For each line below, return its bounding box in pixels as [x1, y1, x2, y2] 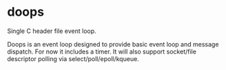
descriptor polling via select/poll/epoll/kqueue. [7, 54, 139, 62]
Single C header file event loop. [7, 27, 96, 35]
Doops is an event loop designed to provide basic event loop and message [7, 40, 219, 48]
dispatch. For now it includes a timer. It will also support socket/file [7, 47, 196, 56]
